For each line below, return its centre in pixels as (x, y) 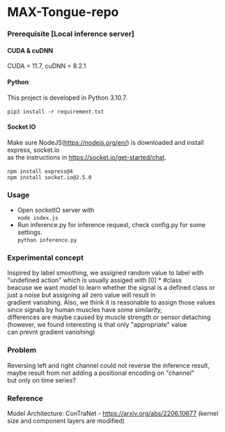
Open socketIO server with (56, 210)
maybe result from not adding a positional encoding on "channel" (101, 373)
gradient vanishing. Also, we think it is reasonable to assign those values (111, 302)
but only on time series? (42, 380)
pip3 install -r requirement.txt (56, 111)
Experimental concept (45, 257)
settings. (30, 232)
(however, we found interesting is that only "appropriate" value (97, 325)
